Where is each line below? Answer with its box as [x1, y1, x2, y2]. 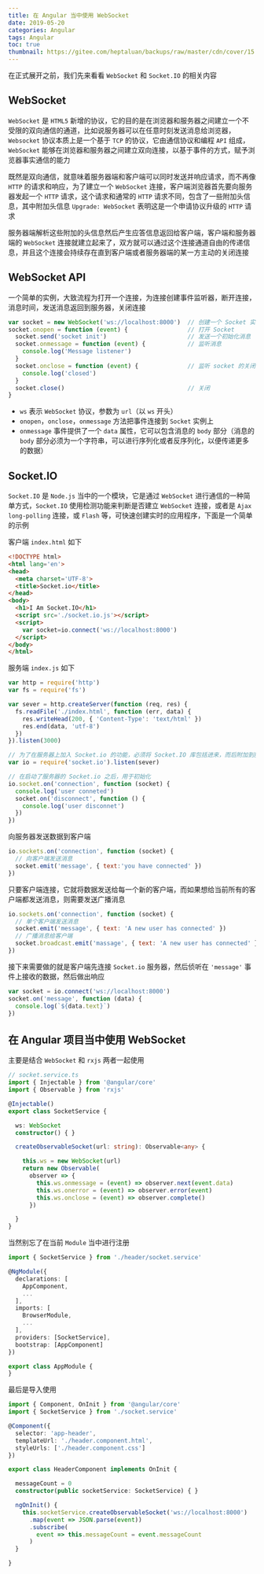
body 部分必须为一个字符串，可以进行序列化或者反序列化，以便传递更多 [19, 436, 250, 445]
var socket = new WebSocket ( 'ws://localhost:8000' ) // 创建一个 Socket [8, 318, 247, 326]
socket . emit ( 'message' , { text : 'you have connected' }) [15, 862, 202, 870]
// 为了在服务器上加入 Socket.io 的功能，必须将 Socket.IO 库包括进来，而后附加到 [8, 751, 255, 759]
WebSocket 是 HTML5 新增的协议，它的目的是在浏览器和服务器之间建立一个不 [8, 116, 250, 125]
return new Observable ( [22, 1165, 101, 1173]
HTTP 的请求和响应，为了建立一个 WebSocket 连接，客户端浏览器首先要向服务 [8, 182, 253, 191]
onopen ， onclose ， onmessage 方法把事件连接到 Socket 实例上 [19, 416, 214, 426]
